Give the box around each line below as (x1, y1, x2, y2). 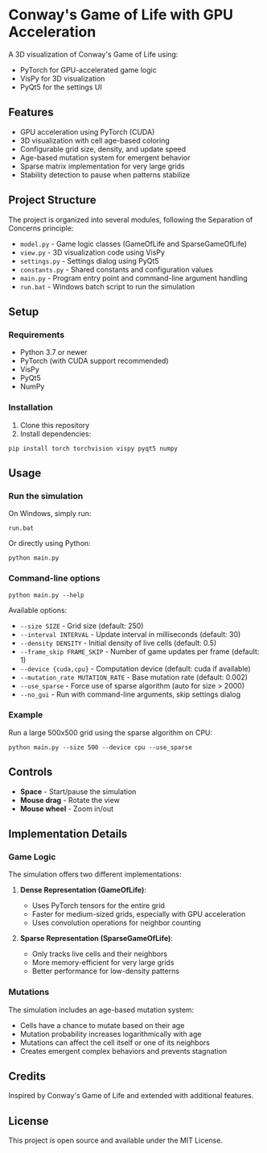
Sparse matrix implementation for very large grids (19, 161, 185, 171)
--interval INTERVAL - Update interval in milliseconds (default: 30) (19, 629, 241, 639)
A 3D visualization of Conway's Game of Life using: (8, 49, 179, 59)
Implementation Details (8, 827, 128, 841)
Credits (8, 1070, 47, 1084)
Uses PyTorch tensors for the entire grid (31, 901, 165, 910)
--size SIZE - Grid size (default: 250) (19, 621, 144, 631)
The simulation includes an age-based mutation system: (8, 1005, 195, 1014)
